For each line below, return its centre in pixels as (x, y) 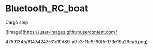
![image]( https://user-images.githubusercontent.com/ (61, 32)
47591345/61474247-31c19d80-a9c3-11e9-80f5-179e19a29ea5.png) (77, 42)
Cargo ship (17, 22)
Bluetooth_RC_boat (47, 9)
